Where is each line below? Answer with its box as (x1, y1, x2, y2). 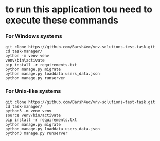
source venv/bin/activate (5, 113, 61, 118)
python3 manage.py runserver (5, 131, 68, 136)
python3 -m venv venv (5, 108, 52, 113)
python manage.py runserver (5, 76, 66, 81)
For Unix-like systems (5, 88, 61, 95)
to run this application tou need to (5, 4, 153, 15)
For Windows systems (5, 33, 63, 40)
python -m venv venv (5, 53, 50, 58)
